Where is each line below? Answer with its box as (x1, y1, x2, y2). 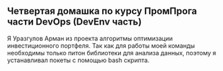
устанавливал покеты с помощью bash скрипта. (7, 56, 150, 64)
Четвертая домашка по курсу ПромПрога (7, 5, 197, 17)
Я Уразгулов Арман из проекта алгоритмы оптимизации (7, 34, 173, 42)
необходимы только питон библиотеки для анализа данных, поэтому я (7, 48, 216, 57)
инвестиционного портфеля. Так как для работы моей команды (7, 41, 195, 50)
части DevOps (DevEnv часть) (7, 16, 142, 28)
